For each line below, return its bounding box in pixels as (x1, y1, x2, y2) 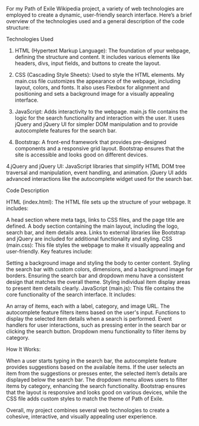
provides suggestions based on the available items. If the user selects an (6, 364, 185, 371)
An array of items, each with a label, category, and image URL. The (6, 303, 170, 309)
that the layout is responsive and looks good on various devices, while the (6, 389, 187, 396)
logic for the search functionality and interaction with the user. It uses (14, 114, 185, 121)
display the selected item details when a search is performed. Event (6, 315, 172, 322)
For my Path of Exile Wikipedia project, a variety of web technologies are (6, 5, 184, 12)
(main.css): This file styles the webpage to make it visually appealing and (6, 242, 185, 249)
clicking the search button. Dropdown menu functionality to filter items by (6, 328, 187, 335)
